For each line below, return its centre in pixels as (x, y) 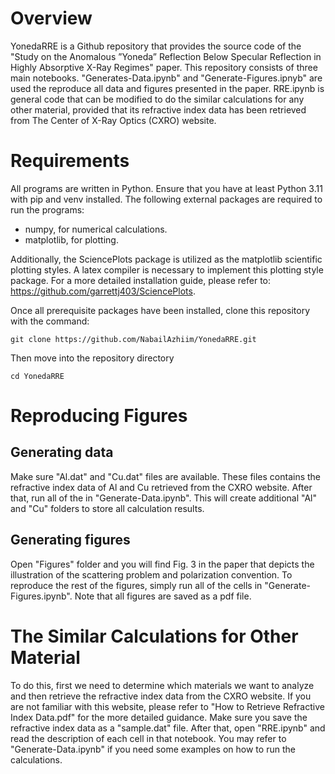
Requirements (70, 161)
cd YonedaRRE (37, 376)
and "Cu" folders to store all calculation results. (107, 508)
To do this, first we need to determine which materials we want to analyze (162, 685)
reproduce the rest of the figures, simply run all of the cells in (136, 585)
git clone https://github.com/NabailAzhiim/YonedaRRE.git (133, 339)
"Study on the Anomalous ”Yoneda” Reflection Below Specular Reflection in (166, 56)
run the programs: (47, 209)
